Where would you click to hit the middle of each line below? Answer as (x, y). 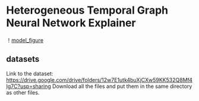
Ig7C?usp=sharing (29, 86)
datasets (23, 59)
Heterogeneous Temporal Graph (87, 10)
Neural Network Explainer (71, 23)
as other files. (23, 92)
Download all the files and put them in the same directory (122, 86)
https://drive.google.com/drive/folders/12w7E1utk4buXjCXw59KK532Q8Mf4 (99, 80)
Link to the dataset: (30, 73)
